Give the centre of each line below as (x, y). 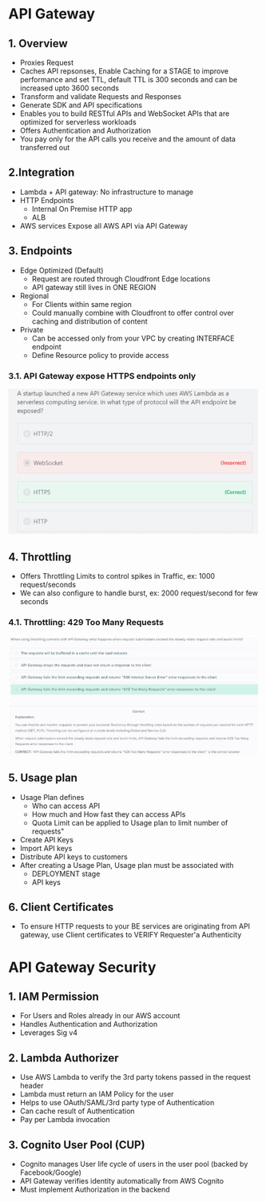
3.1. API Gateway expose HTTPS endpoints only (102, 376)
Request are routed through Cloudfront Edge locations (121, 279)
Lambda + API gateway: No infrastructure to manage (107, 192)
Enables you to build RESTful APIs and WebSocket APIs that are (125, 113)
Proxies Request (47, 62)
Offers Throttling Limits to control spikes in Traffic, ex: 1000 (117, 576)
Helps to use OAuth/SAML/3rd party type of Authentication (117, 1103)
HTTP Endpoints (47, 200)
